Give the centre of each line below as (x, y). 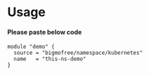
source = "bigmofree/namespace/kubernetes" (78, 53)
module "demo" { (31, 47)
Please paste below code (45, 32)
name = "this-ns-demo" (50, 59)
